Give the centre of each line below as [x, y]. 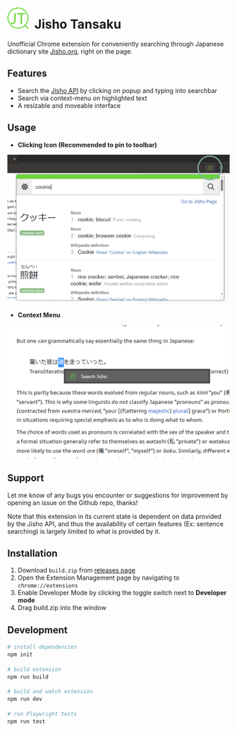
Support [26, 478]
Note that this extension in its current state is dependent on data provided [115, 516]
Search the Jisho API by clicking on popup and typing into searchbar [117, 90]
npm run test [26, 721]
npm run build [28, 677]
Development [38, 630]
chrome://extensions [48, 586]
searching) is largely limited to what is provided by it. [84, 531]
